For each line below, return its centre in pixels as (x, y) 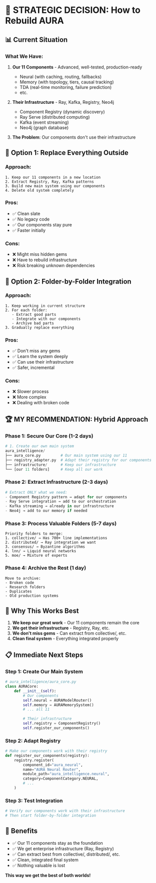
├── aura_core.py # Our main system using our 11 (66, 455)
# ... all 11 (36, 710)
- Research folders (25, 587)
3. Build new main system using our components (55, 186)
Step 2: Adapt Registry (33, 740)
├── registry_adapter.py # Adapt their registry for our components (78, 460)
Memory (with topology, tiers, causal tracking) (67, 82)
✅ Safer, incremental (33, 368)
